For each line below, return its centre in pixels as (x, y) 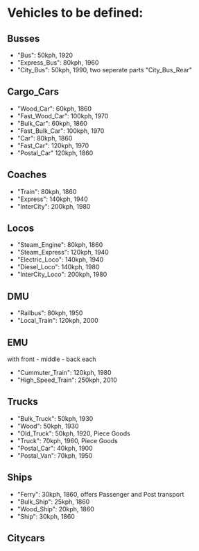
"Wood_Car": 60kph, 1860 (54, 109)
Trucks (23, 402)
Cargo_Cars (33, 92)
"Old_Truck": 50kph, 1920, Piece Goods (73, 433)
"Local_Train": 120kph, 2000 (58, 321)
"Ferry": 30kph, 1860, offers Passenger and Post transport (101, 494)
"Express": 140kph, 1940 (52, 199)
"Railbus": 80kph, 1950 (50, 313)
